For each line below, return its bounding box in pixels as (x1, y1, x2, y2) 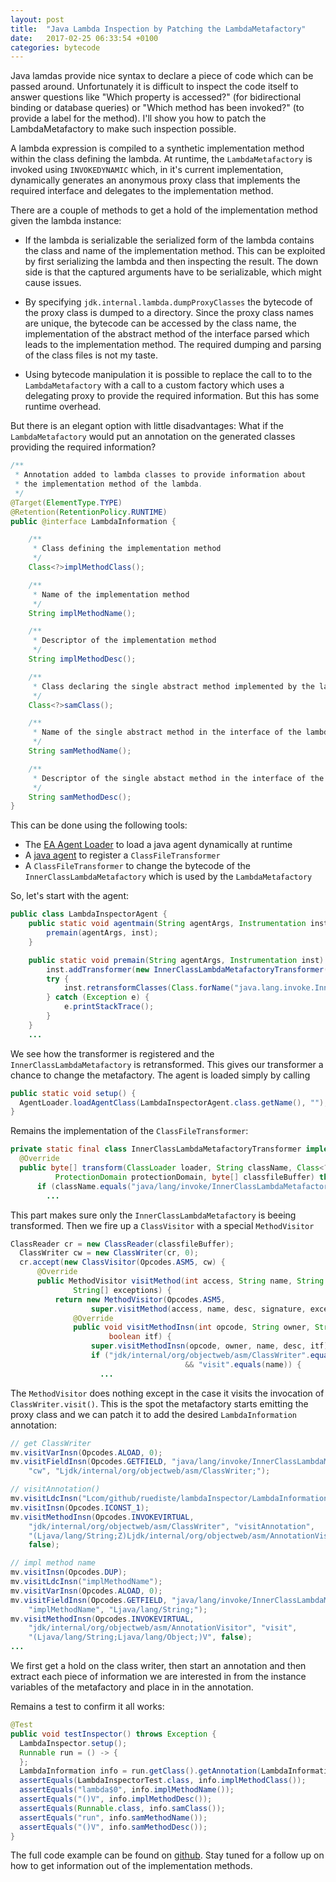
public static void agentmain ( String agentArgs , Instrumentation (28, 919, 307, 929)
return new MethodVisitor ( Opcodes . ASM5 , (54, 1294, 226, 1305)
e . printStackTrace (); (63, 1002, 155, 1012)
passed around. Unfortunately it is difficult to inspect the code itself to (10, 81, 299, 93)
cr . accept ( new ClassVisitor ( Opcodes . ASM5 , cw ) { (19, 1257, 226, 1268)
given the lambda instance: (10, 215, 122, 227)
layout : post (10, 14, 65, 25)
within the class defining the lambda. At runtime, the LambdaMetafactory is (10, 153, 313, 165)
